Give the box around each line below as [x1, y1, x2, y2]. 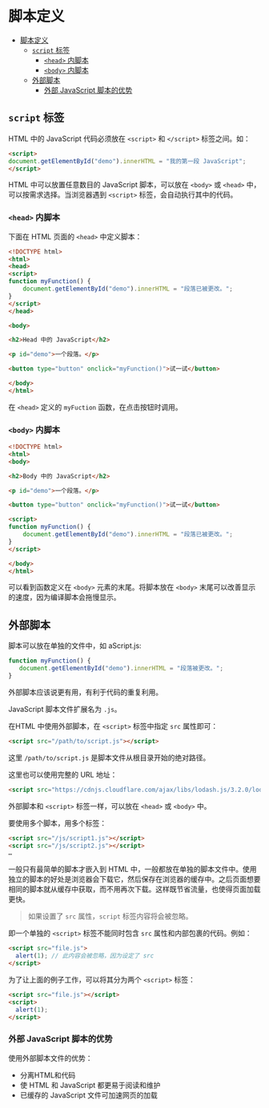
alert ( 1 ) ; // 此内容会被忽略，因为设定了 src [15, 952, 155, 960]
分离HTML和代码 [19, 1070, 76, 1080]
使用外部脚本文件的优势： [8, 1053, 93, 1062]
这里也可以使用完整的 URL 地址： [8, 770, 118, 779]
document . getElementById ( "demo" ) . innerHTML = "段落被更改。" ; [18, 665, 224, 673]
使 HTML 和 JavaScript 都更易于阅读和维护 [19, 1080, 161, 1090]
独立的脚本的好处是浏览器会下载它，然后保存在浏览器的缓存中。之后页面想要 [8, 874, 261, 884]
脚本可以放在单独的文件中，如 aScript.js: [8, 641, 142, 650]
